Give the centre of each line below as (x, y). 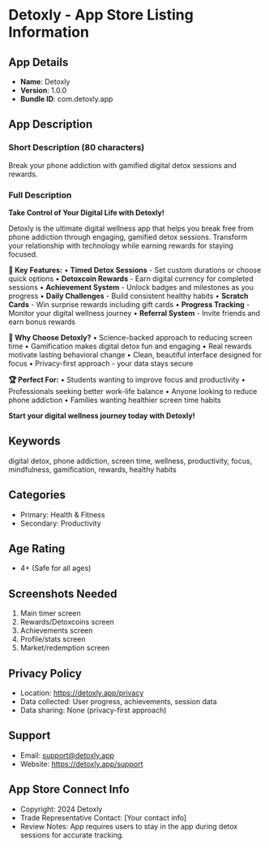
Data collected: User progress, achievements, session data (118, 702)
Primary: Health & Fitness (62, 514)
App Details (38, 62)
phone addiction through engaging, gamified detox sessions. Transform (128, 236)
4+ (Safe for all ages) (56, 568)
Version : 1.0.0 (43, 90)
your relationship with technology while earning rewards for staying (121, 245)
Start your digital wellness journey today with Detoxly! (102, 415)
